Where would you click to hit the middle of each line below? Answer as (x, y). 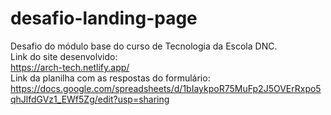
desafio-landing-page (104, 18)
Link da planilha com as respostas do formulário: (110, 78)
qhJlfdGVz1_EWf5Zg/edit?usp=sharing (90, 99)
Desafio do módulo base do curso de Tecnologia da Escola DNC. (144, 46)
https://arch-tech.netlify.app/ (70, 67)
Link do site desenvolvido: (64, 56)
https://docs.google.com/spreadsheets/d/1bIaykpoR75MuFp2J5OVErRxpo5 (166, 88)
